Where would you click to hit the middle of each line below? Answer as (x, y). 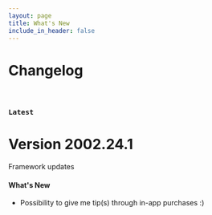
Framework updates (41, 167)
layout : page (30, 16)
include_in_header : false (51, 30)
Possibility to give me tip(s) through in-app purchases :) (112, 203)
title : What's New (39, 23)
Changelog (46, 70)
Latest (21, 112)
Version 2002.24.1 (71, 144)
